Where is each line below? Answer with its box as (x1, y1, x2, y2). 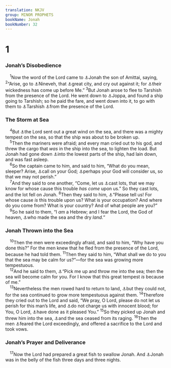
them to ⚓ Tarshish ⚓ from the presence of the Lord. (5, 103, 114, 109)
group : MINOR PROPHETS (5, 12, 54, 17)
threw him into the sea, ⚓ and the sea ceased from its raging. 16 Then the (5, 314, 157, 321)
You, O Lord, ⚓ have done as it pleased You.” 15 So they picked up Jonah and (5, 308, 165, 315)
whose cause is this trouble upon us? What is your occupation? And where (5, 197, 162, 203)
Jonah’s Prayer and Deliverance (5, 338, 86, 346)
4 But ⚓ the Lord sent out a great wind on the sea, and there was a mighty (10, 128, 163, 134)
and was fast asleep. (5, 156, 49, 163)
